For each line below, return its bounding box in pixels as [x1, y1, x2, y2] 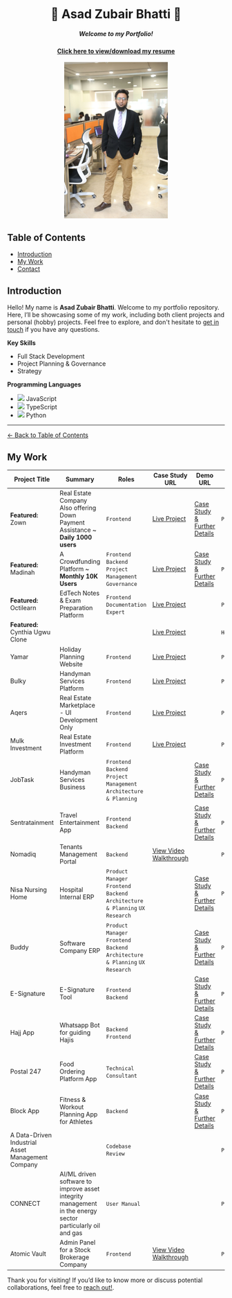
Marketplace [59, 701, 95, 709]
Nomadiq [10, 850, 37, 858]
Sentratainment [10, 818, 54, 826]
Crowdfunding [59, 557, 101, 565]
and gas [59, 1229, 83, 1237]
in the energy [59, 1207, 97, 1215]
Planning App [59, 1110, 98, 1119]
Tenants [59, 843, 83, 851]
